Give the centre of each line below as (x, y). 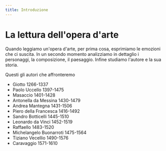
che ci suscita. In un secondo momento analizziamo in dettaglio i (72, 54)
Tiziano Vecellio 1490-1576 (40, 138)
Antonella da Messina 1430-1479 (46, 100)
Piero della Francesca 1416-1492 (46, 111)
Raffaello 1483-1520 (33, 127)
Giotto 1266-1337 (30, 84)
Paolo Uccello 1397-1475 (38, 90)
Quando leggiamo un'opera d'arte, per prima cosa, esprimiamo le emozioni (83, 49)
